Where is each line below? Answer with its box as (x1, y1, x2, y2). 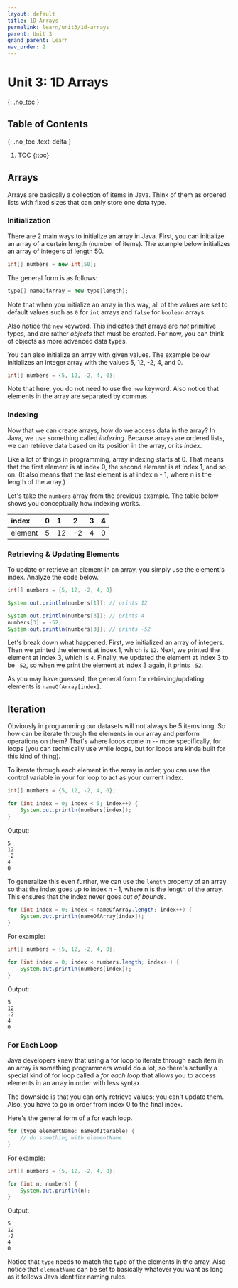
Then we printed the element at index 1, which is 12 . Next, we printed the (7, 646, 220, 654)
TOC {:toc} (17, 151, 50, 159)
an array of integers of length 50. (7, 247, 104, 255)
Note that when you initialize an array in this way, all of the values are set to (7, 300, 228, 309)
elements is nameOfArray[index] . (7, 682, 102, 691)
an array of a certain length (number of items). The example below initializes (7, 239, 231, 248)
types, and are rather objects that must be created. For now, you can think (7, 329, 225, 338)
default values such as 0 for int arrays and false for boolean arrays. (7, 307, 206, 316)
